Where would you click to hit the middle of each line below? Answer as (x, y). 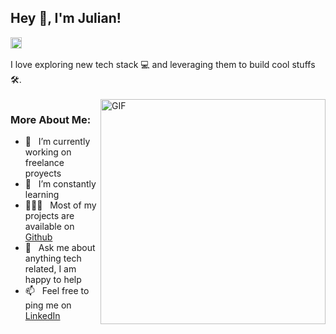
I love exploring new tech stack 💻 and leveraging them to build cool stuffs (163, 64)
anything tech (53, 258)
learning (42, 195)
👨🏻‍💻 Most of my (60, 205)
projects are (49, 216)
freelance (44, 163)
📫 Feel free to (57, 291)
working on (48, 152)
